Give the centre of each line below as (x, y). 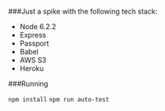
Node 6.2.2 (38, 26)
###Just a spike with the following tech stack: (83, 11)
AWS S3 (33, 60)
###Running (28, 83)
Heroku (32, 68)
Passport (34, 43)
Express (33, 35)
